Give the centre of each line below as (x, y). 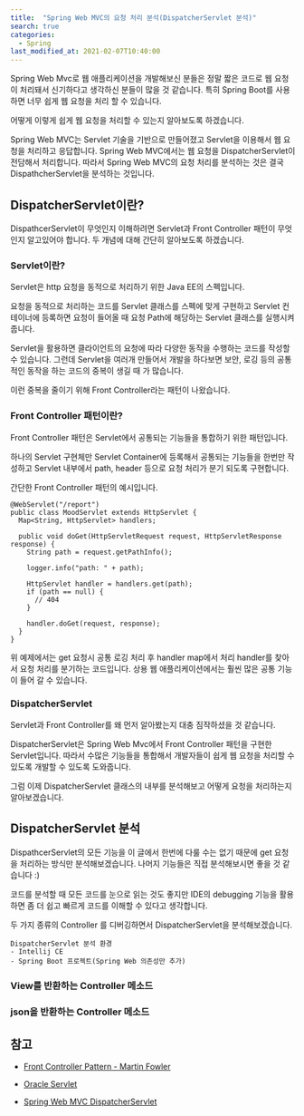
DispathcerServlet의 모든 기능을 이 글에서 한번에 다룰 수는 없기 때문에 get (141, 852)
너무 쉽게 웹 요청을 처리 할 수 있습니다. (94, 102)
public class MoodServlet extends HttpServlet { (104, 512)
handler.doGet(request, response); (94, 623)
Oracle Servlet (50, 1084)
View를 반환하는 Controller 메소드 (81, 985)
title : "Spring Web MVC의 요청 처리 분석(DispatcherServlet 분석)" (133, 18)
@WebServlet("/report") (55, 504)
